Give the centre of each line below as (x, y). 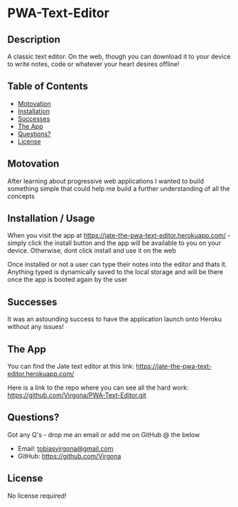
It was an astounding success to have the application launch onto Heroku (115, 319)
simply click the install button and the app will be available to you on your (114, 243)
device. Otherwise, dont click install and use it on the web (92, 251)
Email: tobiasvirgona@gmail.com (65, 448)
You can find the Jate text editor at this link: (71, 366)
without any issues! (36, 327)
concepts (21, 196)
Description (34, 40)
